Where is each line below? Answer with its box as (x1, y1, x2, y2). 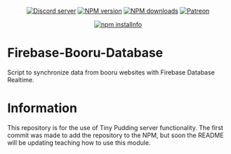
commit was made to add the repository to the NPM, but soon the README (7, 131, 224, 139)
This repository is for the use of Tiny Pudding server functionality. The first (7, 123, 223, 131)
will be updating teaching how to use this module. (7, 138, 151, 147)
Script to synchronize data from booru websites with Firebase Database (7, 68, 216, 77)
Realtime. (7, 75, 34, 84)
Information (7, 101, 77, 116)
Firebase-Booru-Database (7, 45, 164, 61)
